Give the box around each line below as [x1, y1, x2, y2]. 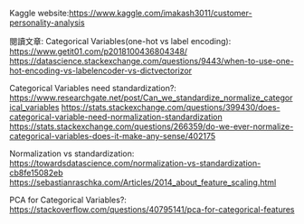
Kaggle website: [9, 8, 70, 18]
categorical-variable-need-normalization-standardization [9, 112, 223, 122]
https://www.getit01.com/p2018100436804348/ [9, 46, 188, 57]
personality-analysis [9, 17, 85, 28]
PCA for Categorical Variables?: [9, 194, 127, 205]
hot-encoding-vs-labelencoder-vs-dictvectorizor [9, 65, 193, 76]
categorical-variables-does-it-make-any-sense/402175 [9, 131, 215, 141]
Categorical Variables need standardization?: [9, 83, 176, 93]
